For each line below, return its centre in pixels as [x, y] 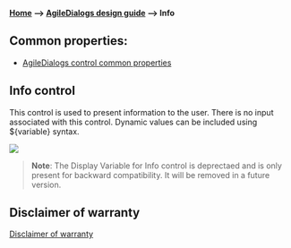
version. [46, 184]
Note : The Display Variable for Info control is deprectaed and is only [156, 166]
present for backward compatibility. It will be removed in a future [150, 175]
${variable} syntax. [44, 131]
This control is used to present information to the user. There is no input [141, 112]
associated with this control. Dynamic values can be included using [133, 122]
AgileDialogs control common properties [97, 63]
